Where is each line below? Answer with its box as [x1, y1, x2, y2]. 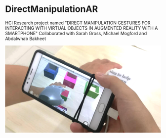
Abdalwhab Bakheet [5, 36, 46, 42]
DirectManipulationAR [5, 3, 98, 15]
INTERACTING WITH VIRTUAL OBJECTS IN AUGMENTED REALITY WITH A [5, 25, 158, 31]
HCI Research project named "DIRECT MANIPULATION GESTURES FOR [5, 20, 151, 26]
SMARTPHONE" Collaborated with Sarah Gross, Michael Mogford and [5, 30, 147, 36]
